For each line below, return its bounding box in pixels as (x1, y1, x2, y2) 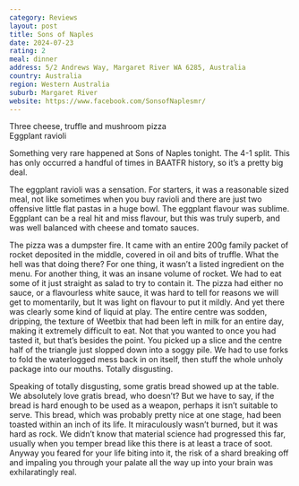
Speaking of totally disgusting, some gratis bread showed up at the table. (9, 381, 279, 392)
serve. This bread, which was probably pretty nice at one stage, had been (9, 410, 282, 421)
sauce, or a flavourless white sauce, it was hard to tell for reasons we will (9, 288, 279, 299)
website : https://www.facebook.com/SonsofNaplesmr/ (9, 96, 206, 106)
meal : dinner (9, 55, 58, 64)
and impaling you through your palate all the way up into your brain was (9, 457, 274, 468)
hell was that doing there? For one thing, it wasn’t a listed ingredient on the (9, 259, 285, 270)
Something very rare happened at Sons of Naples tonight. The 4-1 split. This (9, 148, 291, 159)
